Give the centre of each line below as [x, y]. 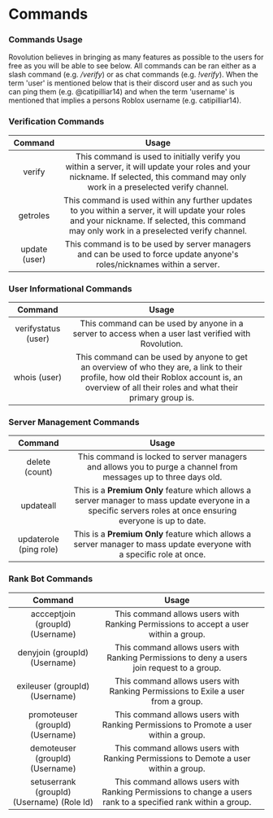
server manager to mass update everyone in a [162, 501]
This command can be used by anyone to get [162, 357]
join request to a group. [177, 667]
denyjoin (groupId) [53, 652]
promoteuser [53, 715]
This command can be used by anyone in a [162, 324]
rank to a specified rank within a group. [177, 802]
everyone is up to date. [162, 521]
